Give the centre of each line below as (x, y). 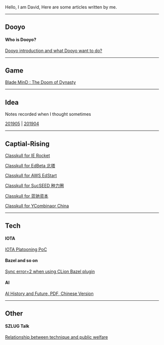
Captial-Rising (27, 144)
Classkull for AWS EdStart (31, 176)
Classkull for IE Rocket (28, 156)
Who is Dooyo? (21, 39)
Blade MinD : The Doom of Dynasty (41, 82)
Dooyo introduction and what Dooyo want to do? (54, 51)
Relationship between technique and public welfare (57, 337)
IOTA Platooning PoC (26, 249)
